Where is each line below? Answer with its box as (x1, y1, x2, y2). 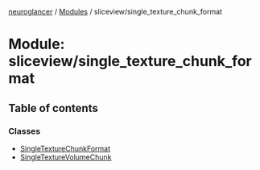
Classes (8, 125, 41, 136)
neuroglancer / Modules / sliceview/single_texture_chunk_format (8, 7, 223, 16)
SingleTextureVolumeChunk (19, 152, 112, 162)
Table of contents (8, 101, 98, 115)
